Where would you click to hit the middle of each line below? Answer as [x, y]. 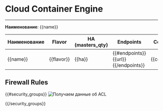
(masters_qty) [91, 45]
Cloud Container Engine [54, 9]
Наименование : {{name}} [32, 27]
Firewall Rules [27, 83]
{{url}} [119, 59]
